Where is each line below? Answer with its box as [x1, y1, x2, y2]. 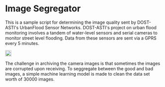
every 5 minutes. [5, 40, 40, 46]
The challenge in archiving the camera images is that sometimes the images [5, 60, 161, 66]
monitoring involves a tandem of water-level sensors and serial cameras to [5, 30, 158, 36]
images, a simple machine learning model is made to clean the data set [5, 71, 150, 77]
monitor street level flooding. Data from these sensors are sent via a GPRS [5, 35, 157, 41]
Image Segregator [5, 3, 81, 14]
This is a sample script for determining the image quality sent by [5, 19, 136, 25]
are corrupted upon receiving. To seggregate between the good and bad [5, 65, 154, 72]
